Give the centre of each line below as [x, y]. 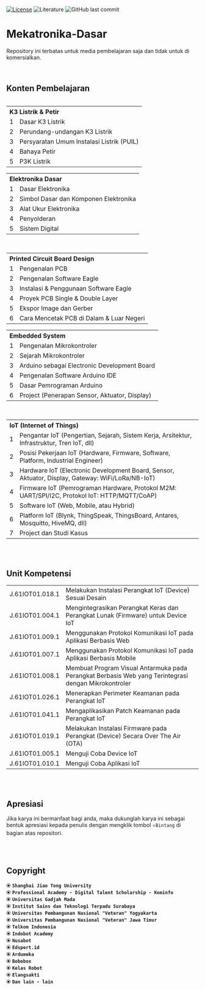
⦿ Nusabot [19, 941]
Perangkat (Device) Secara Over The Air [123, 735]
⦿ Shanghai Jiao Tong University [49, 886]
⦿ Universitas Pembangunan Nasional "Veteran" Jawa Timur [82, 920]
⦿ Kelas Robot [24, 968]
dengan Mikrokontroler [98, 683]
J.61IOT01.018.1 [34, 594]
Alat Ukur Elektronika [49, 209]
